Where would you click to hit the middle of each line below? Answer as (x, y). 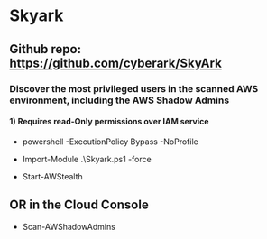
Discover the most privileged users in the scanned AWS (134, 88)
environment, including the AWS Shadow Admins (120, 100)
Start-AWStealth (52, 176)
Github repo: (46, 49)
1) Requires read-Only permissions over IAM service (109, 122)
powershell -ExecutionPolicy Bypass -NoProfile (110, 142)
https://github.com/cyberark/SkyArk (116, 63)
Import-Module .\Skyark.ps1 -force (87, 159)
